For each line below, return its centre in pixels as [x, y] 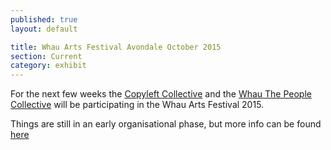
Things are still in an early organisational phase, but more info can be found [166, 124]
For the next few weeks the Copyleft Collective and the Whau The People [161, 94]
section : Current [46, 56]
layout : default [44, 29]
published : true [44, 19]
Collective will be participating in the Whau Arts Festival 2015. [137, 105]
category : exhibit [48, 66]
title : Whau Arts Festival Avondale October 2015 [116, 47]
